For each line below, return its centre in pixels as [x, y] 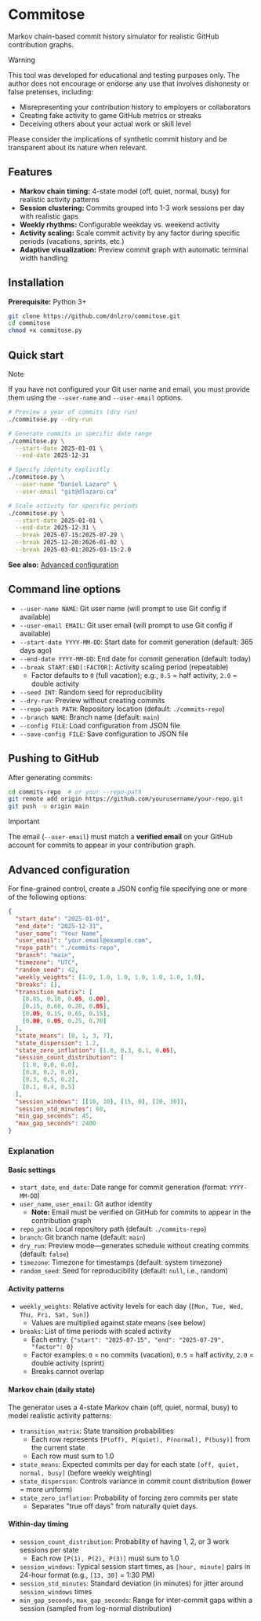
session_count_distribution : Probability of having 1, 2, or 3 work [124, 1541]
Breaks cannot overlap [67, 1372]
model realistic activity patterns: [60, 1415]
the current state [58, 1447]
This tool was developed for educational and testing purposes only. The [124, 75]
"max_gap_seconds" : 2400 [56, 1124]
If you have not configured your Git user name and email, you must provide [129, 389]
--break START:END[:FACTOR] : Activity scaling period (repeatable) [124, 667]
